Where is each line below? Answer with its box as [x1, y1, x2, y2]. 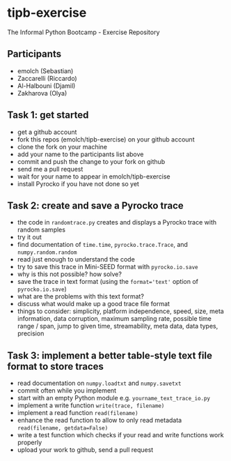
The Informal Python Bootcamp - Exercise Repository [7, 28, 160, 36]
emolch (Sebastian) [17, 66, 74, 75]
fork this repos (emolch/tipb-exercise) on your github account [17, 135, 195, 144]
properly [17, 438, 42, 447]
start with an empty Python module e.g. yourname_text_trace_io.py [17, 394, 211, 402]
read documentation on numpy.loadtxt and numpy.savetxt [17, 379, 182, 388]
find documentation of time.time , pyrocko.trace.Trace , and [17, 241, 188, 249]
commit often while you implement [17, 386, 117, 395]
